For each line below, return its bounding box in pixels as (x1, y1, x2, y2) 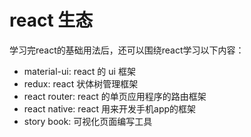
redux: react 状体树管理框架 (23, 77, 139, 90)
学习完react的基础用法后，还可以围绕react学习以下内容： (9, 44, 245, 56)
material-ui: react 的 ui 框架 (23, 65, 136, 77)
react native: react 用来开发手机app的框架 (23, 102, 197, 115)
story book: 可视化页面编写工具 (23, 115, 153, 127)
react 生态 (9, 9, 94, 32)
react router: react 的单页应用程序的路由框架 (23, 90, 207, 102)
